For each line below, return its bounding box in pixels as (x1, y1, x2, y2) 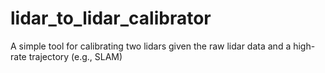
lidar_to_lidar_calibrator (10, 7, 212, 30)
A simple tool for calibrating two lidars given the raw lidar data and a (10, 40, 292, 52)
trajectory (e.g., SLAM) (28, 50, 123, 62)
